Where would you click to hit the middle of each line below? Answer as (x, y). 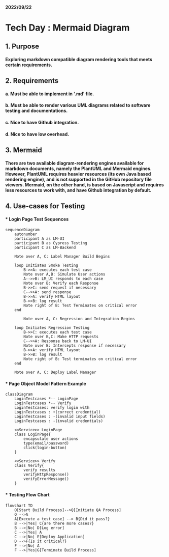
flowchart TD (19, 506)
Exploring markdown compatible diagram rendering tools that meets (79, 59)
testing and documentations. (37, 111)
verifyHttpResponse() (46, 475)
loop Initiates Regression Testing (52, 328)
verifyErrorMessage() (46, 479)
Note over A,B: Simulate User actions (64, 274)
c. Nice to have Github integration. (42, 122)
